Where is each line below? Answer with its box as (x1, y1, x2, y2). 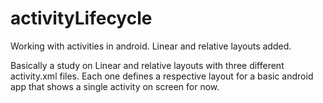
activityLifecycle (10, 7, 153, 30)
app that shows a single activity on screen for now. (10, 80, 220, 92)
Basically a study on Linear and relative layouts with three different (10, 59, 285, 71)
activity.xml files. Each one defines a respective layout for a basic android (10, 70, 314, 82)
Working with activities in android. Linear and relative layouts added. (10, 40, 292, 52)
